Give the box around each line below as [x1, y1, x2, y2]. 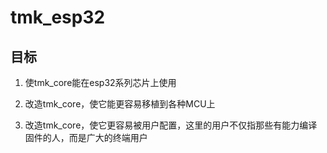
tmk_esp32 [10, 6, 106, 29]
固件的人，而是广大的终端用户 [24, 132, 148, 143]
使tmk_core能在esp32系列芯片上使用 [24, 77, 177, 88]
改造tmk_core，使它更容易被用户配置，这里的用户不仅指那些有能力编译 [24, 119, 318, 131]
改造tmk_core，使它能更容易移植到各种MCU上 [24, 98, 216, 110]
